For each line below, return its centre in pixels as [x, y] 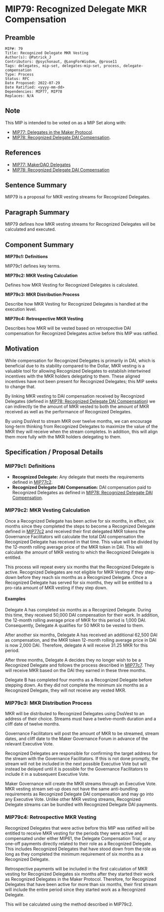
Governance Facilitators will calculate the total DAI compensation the [74, 536]
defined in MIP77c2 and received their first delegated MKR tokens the [75, 531]
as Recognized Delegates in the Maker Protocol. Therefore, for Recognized [81, 879]
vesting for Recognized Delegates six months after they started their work [80, 874]
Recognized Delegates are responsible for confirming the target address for [82, 753]
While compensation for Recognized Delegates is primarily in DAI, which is [80, 360]
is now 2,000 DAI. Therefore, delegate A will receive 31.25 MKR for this [77, 646]
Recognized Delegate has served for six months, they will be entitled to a [79, 582]
